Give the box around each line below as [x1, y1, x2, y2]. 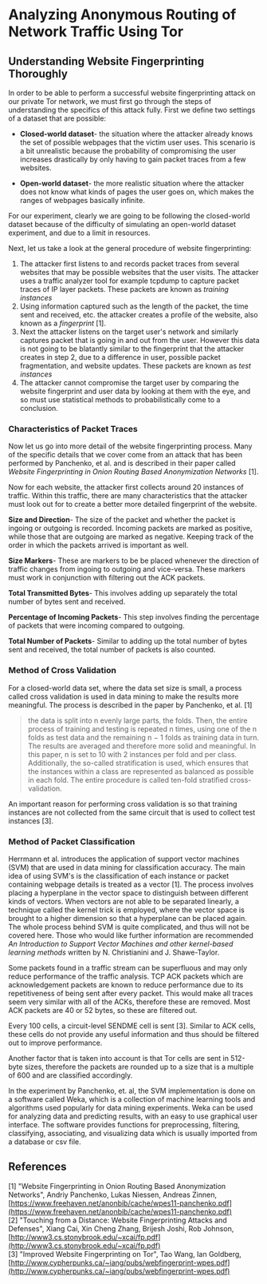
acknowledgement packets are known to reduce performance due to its [8, 979, 244, 989]
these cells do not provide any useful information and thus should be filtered [8, 1029, 259, 1039]
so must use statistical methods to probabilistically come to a [19, 395, 221, 405]
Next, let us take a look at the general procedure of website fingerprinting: [8, 244, 252, 253]
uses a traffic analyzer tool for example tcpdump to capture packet [19, 276, 240, 285]
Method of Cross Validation [8, 665, 117, 676]
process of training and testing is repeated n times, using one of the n [27, 724, 257, 733]
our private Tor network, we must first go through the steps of [8, 97, 212, 106]
